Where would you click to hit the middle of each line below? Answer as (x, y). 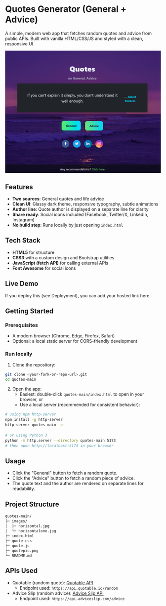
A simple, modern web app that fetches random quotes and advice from (79, 33)
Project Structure (32, 504)
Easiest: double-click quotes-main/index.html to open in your (82, 394)
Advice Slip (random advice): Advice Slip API (58, 593)
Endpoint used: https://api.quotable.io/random (69, 588)
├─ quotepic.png (22, 551)
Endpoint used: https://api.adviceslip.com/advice (72, 598)
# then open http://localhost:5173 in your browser (59, 445)
